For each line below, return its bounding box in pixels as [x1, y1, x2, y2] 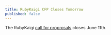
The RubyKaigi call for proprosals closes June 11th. [5, 24, 107, 30]
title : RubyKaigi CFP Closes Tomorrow [5, 7, 83, 12]
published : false [5, 12, 40, 16]
